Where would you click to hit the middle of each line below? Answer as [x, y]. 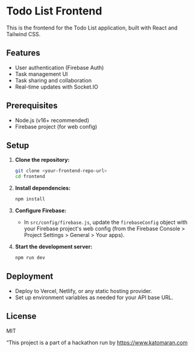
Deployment [30, 276]
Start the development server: [54, 247]
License [21, 316]
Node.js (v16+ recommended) [52, 120]
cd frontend [30, 177]
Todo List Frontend [54, 11]
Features [23, 53]
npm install [30, 199]
